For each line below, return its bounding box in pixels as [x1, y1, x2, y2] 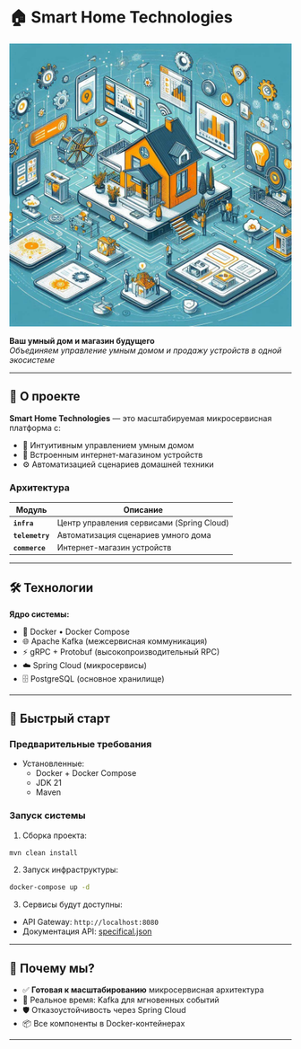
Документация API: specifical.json [21, 926, 152, 937]
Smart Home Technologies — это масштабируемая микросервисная [9, 412, 272, 423]
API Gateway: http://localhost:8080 [21, 917, 159, 928]
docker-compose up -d [9, 883, 90, 892]
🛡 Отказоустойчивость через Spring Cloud [21, 1005, 186, 1016]
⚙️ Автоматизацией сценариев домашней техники [21, 459, 214, 470]
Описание [123, 504, 164, 515]
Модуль [15, 504, 47, 515]
